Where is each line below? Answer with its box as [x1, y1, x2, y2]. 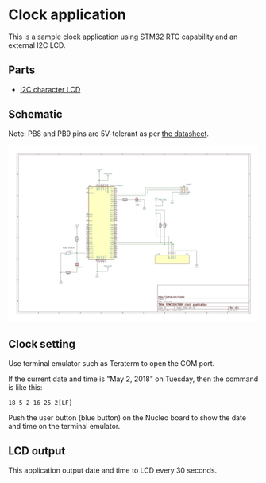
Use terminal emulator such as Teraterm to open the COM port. [8, 358, 215, 368]
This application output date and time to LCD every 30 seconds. [8, 465, 218, 475]
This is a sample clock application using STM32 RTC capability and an [8, 32, 238, 41]
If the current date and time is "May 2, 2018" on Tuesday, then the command [8, 374, 259, 384]
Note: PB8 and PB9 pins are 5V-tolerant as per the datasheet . [8, 129, 209, 138]
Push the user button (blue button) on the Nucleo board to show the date [8, 412, 247, 423]
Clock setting [8, 337, 76, 351]
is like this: [8, 382, 43, 391]
